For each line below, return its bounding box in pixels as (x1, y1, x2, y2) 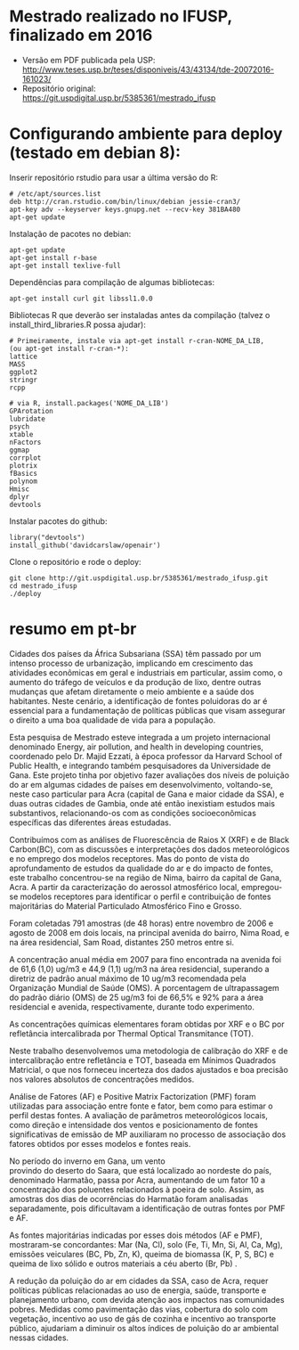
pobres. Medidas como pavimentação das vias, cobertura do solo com (9, 1304, 269, 1314)
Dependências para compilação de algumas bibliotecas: (9, 276, 215, 287)
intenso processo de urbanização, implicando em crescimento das (9, 658, 254, 668)
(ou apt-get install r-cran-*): (9, 344, 129, 353)
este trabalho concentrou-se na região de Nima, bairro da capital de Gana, (9, 871, 282, 883)
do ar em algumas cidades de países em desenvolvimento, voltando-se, (9, 779, 273, 790)
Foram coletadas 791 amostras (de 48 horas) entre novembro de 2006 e (9, 918, 274, 929)
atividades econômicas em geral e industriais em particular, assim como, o (9, 667, 283, 678)
